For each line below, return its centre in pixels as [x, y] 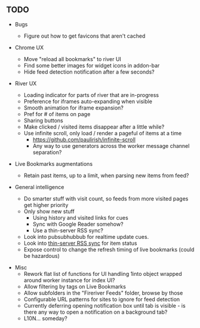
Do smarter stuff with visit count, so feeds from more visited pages [106, 198]
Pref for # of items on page [57, 114]
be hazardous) [41, 256]
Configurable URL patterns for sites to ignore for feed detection [102, 299]
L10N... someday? [45, 318]
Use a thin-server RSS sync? [68, 230]
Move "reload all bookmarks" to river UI [72, 59]
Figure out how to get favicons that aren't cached [84, 36]
